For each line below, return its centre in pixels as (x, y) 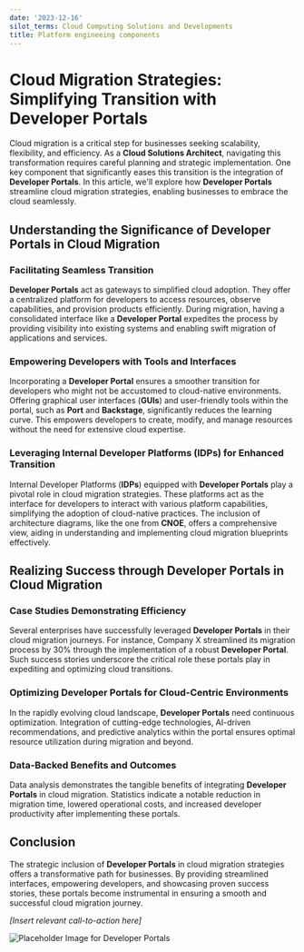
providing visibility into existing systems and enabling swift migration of (143, 328)
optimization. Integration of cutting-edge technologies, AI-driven (130, 722)
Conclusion (43, 843)
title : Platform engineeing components (85, 35)
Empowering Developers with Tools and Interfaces (123, 362)
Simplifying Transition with (113, 99)
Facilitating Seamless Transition (82, 270)
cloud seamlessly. (43, 202)
